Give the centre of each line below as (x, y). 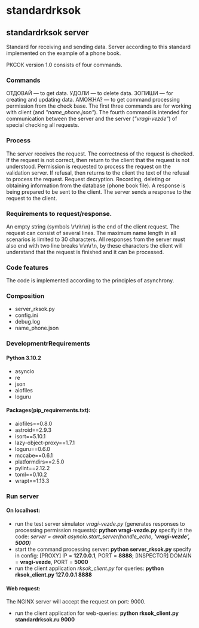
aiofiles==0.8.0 (33, 423)
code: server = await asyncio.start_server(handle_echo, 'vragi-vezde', (102, 536)
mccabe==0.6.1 (34, 455)
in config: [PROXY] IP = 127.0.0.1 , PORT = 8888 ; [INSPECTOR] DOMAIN (103, 555)
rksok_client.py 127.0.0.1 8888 (53, 574)
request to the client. (32, 198)
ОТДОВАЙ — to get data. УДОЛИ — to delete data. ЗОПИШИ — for (90, 93)
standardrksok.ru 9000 (45, 620)
